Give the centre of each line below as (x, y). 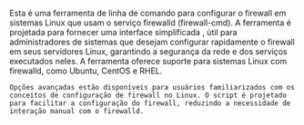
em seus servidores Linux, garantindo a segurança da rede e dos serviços (149, 52)
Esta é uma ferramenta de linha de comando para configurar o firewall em (148, 13)
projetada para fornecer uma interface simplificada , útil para (124, 32)
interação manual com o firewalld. (77, 111)
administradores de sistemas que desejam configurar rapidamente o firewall (152, 42)
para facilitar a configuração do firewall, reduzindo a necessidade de (150, 103)
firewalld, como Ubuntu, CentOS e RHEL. (86, 71)
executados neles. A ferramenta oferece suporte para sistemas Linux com (148, 61)
